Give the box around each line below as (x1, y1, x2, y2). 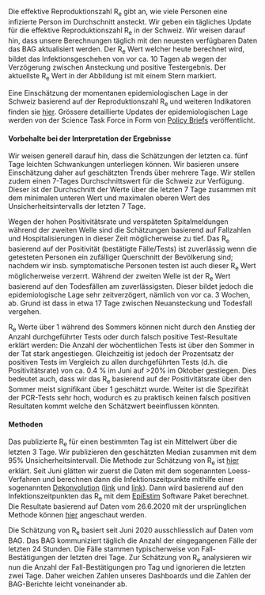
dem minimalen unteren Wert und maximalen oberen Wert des (8, 193, 210, 203)
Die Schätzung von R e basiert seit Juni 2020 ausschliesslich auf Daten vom (8, 525, 254, 536)
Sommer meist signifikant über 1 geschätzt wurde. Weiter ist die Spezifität (8, 385, 249, 394)
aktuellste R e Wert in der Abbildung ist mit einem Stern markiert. (8, 71, 217, 82)
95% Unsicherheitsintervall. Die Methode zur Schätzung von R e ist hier (8, 456, 240, 467)
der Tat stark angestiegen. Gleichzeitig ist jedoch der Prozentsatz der (8, 349, 235, 358)
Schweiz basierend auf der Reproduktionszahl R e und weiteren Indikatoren (8, 97, 252, 108)
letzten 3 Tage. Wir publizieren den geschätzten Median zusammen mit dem (8, 447, 257, 457)
